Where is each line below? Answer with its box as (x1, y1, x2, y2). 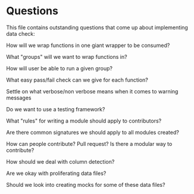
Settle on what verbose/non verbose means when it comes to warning (6, 87, 179, 95)
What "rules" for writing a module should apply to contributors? (6, 117, 162, 124)
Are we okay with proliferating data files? (6, 170, 107, 177)
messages (6, 94, 32, 101)
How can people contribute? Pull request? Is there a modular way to (6, 140, 173, 147)
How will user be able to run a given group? (6, 64, 113, 72)
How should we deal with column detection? (6, 158, 115, 165)
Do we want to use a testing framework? (6, 105, 105, 112)
